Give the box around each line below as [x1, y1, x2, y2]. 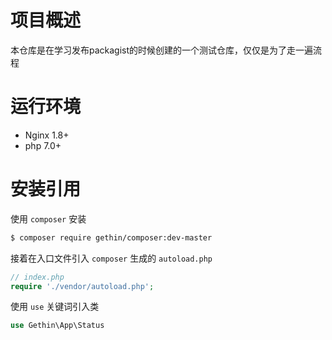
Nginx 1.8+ [24, 129, 70, 141]
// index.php [10, 272, 65, 282]
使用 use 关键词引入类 [10, 301, 100, 313]
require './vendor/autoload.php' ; [10, 281, 155, 291]
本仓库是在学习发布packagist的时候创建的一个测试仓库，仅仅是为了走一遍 [10, 44, 314, 56]
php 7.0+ [24, 139, 62, 151]
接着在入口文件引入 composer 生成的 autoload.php [10, 252, 213, 264]
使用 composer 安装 [10, 212, 87, 225]
